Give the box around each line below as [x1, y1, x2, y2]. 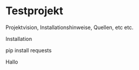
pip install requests [5, 46, 52, 54]
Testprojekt [5, 4, 63, 18]
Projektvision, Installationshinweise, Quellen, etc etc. [5, 24, 134, 31]
